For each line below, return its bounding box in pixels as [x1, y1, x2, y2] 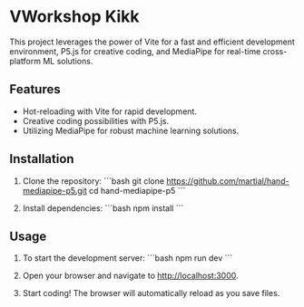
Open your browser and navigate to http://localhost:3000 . [22, 270, 239, 282]
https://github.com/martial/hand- [166, 175, 289, 187]
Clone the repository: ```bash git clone [22, 175, 165, 187]
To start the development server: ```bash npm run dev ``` [22, 253, 233, 264]
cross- [262, 45, 288, 56]
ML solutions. [42, 55, 93, 66]
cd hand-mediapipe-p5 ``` [89, 185, 186, 196]
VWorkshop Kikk [9, 6, 140, 27]
